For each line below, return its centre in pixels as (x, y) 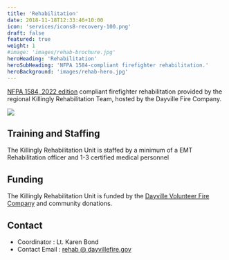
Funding (25, 179)
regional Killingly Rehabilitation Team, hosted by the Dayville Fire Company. (114, 98)
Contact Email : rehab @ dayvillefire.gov (74, 249)
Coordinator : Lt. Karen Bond (58, 242)
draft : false (26, 33)
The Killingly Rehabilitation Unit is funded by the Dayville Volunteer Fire (108, 196)
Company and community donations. (60, 203)
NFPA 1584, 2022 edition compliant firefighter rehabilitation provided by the (115, 92)
